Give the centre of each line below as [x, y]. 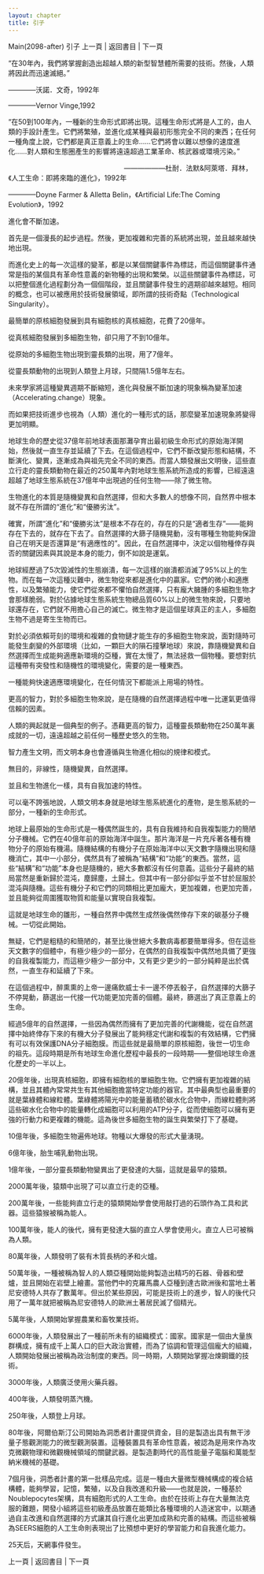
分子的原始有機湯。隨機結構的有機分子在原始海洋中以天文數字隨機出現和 [132, 848]
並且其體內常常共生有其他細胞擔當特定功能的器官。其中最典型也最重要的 [139, 1090]
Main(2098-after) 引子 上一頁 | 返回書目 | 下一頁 [86, 46]
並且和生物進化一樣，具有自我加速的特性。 [77, 785]
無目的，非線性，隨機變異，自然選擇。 [70, 768]
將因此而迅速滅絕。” [39, 72]
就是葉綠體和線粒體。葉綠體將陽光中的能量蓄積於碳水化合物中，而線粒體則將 [132, 1099]
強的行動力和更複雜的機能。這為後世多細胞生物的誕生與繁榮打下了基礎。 [125, 1119]
